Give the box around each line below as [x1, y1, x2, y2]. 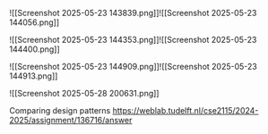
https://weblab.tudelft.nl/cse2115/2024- [112, 105, 259, 115]
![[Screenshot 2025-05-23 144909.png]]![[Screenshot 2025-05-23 [9, 62, 257, 71]
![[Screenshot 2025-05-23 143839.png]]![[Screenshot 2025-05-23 [9, 8, 257, 18]
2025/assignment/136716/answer [9, 115, 133, 125]
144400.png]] [9, 44, 60, 54]
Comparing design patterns [9, 105, 111, 115]
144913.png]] [9, 71, 58, 81]
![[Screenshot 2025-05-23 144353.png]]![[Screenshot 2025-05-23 [9, 35, 257, 45]
